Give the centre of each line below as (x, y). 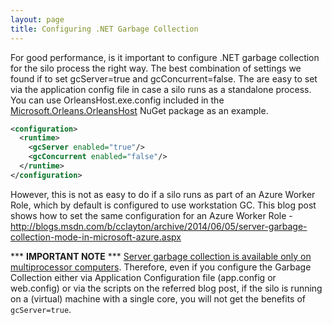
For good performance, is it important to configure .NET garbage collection (165, 57)
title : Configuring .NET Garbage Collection (104, 29)
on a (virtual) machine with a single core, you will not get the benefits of (158, 298)
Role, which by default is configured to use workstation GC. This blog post (163, 205)
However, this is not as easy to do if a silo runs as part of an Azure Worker (163, 194)
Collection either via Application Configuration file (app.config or (143, 277)
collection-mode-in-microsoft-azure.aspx (96, 237)
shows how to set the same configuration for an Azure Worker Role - (151, 215)
